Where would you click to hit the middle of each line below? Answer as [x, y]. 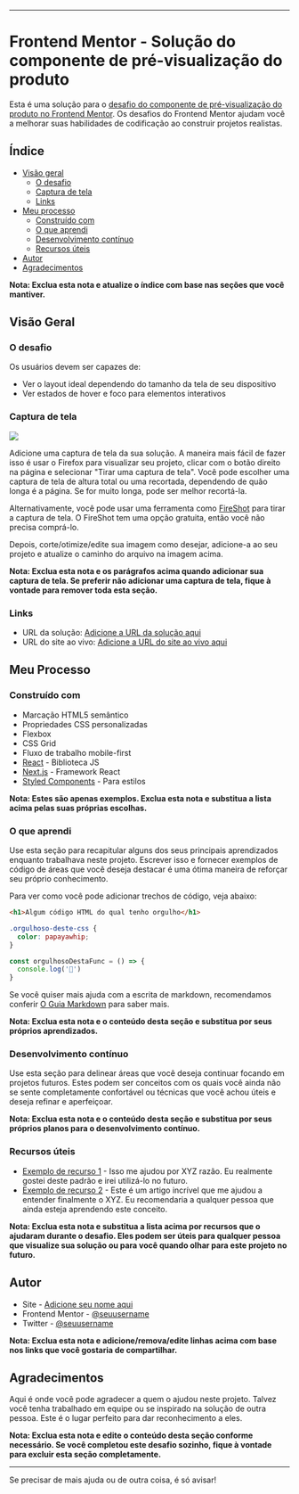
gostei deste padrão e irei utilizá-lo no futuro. [105, 1180]
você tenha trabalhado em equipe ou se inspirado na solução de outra [138, 1408]
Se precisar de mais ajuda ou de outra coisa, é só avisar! [113, 1480]
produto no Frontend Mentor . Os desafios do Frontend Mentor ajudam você [147, 113]
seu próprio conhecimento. [59, 879]
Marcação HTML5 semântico [75, 715]
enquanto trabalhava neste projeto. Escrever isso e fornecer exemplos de [144, 860]
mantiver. [28, 294]
